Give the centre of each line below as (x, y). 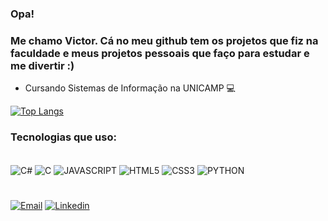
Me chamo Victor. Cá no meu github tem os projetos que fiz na (164, 40)
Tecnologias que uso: (63, 137)
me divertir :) (42, 65)
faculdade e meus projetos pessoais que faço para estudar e (160, 53)
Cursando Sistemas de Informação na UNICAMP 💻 (130, 88)
